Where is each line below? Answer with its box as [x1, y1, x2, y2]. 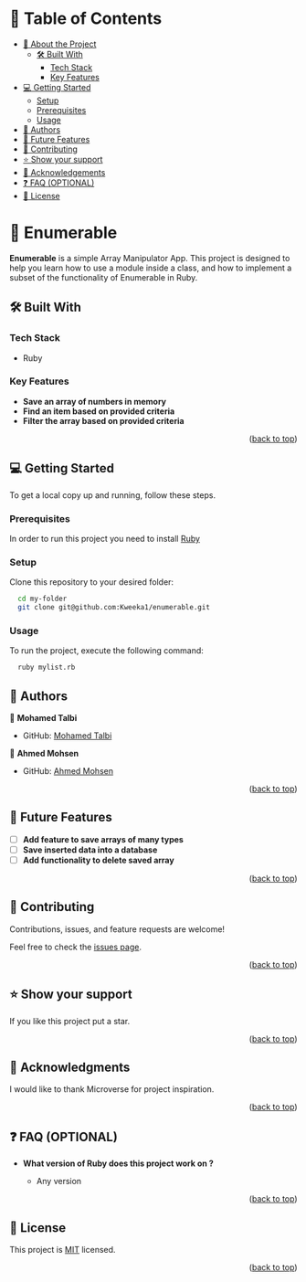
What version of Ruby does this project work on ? [22, 1158, 215, 1169]
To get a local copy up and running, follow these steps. [9, 489, 216, 501]
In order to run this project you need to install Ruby [9, 533, 201, 544]
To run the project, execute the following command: [9, 645, 204, 656]
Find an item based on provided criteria [22, 406, 175, 417]
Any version [36, 1176, 82, 1187]
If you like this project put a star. [9, 1015, 131, 1026]
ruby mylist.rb [17, 662, 76, 673]
